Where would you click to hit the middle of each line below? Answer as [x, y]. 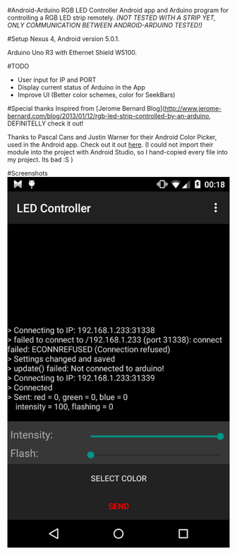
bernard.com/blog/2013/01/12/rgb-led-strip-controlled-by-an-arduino [108, 116]
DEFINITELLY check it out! [45, 123]
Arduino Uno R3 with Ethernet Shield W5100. [72, 53]
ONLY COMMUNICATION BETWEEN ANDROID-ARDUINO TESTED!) [105, 25]
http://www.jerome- [193, 108]
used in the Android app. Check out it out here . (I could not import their [110, 145]
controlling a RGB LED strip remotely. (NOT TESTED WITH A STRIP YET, [112, 18]
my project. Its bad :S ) [40, 159]
